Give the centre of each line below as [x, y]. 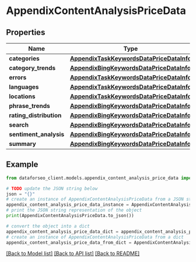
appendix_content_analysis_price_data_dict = [62, 232]
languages [24, 87]
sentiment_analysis [37, 134]
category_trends [32, 68]
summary [22, 144]
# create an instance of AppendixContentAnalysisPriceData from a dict [95, 237]
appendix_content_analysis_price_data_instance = [68, 205]
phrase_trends [30, 106]
